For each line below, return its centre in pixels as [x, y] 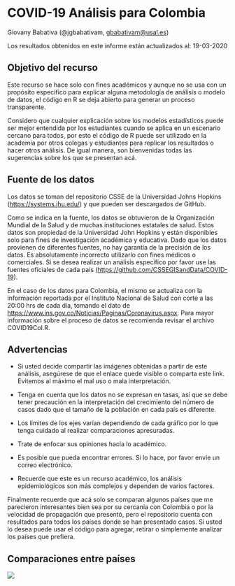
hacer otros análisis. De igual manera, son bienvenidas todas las [100, 150]
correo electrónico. [45, 465]
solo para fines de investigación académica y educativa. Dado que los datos [117, 240]
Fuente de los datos [51, 180]
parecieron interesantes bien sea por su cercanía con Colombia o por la [110, 507]
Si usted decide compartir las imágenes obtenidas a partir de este [112, 366]
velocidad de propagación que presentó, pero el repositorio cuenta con [110, 515]
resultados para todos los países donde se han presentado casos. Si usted [115, 522]
